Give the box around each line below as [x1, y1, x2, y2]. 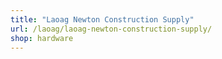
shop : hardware [10, 33, 74, 43]
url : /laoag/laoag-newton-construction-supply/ [10, 24, 213, 34]
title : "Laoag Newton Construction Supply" [10, 14, 195, 25]
